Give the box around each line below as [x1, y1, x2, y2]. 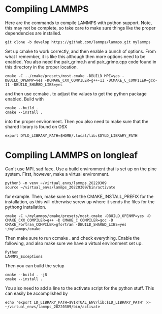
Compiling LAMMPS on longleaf [5, 150, 138, 161]
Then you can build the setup [5, 262, 65, 269]
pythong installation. [5, 204, 47, 210]
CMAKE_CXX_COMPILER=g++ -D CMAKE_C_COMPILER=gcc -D [5, 218, 113, 222]
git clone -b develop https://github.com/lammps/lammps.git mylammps [5, 39, 151, 45]
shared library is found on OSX [5, 124, 67, 129]
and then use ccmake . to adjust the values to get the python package [5, 91, 147, 96]
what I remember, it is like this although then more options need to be [5, 53, 146, 60]
